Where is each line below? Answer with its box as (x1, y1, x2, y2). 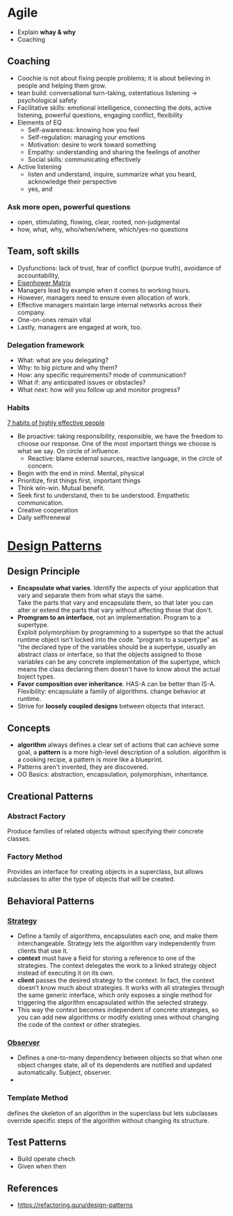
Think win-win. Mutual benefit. (17, 484, 106, 492)
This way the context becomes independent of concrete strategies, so (17, 1005, 219, 1014)
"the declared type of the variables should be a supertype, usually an (17, 643, 216, 651)
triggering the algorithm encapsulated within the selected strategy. (17, 998, 209, 1006)
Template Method (7, 1093, 68, 1103)
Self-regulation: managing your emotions (27, 133, 145, 141)
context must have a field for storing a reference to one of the (17, 954, 196, 962)
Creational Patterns (7, 791, 94, 802)
